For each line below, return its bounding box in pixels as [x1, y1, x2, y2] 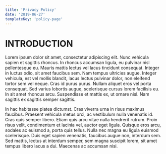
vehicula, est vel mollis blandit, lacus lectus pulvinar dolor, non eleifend [5, 76, 150, 81]
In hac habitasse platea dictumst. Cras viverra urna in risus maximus [5, 106, 145, 112]
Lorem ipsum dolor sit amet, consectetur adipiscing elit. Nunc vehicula [5, 54, 149, 60]
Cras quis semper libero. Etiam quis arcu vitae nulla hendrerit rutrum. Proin [5, 117, 158, 123]
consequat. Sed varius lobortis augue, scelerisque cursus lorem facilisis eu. [5, 86, 160, 92]
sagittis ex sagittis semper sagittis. [5, 96, 76, 102]
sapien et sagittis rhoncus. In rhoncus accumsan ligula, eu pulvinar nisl [5, 60, 150, 66]
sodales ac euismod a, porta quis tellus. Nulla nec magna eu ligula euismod [5, 127, 159, 133]
